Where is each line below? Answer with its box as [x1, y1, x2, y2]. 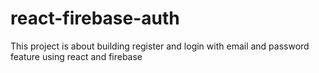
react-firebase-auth [10, 7, 180, 30]
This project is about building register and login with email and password [10, 40, 310, 52]
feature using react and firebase [10, 50, 143, 62]
